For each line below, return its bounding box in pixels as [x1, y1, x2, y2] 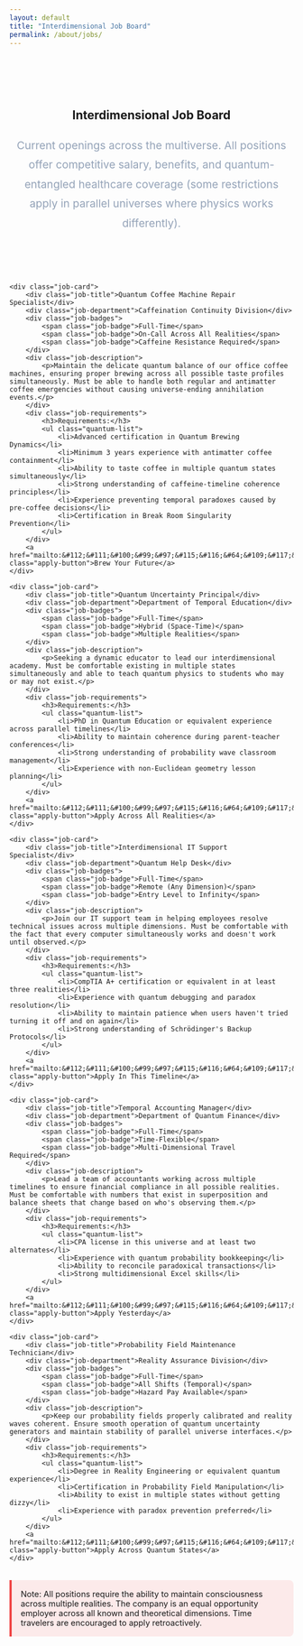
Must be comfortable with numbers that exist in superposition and [9, 1190, 269, 1199]
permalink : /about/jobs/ [9, 30, 103, 39]
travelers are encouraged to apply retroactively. [21, 1617, 203, 1628]
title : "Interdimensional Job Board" [9, 22, 151, 31]
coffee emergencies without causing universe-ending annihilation [9, 384, 264, 393]
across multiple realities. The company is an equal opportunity [21, 1598, 259, 1609]
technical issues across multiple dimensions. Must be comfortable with [9, 921, 289, 930]
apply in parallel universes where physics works [29, 196, 274, 211]
